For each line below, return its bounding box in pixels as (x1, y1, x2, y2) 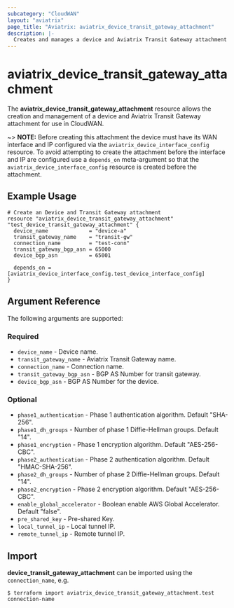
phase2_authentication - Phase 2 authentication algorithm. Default (17, 455, 210, 464)
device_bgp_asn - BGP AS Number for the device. (17, 377, 159, 385)
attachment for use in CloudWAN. (7, 120, 104, 128)
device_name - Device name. (17, 347, 98, 356)
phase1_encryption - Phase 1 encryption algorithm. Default (17, 441, 186, 449)
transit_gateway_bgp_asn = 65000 (13, 246, 111, 253)
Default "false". (17, 507, 62, 516)
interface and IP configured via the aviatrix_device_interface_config (7, 141, 209, 149)
